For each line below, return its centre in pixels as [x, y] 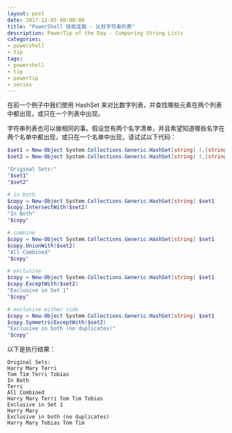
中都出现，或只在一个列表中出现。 [56, 114]
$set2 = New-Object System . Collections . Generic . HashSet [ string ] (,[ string [117, 157]
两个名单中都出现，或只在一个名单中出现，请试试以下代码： [92, 137]
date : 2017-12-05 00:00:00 [46, 20]
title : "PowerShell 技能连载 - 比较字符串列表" [71, 26]
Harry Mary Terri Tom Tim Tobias [55, 399]
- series [20, 85]
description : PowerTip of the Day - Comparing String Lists [96, 33]
